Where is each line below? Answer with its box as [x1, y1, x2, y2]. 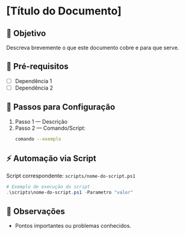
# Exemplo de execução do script [6, 184, 90, 190]
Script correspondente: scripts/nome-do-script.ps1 [6, 172, 136, 180]
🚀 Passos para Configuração [6, 102, 116, 112]
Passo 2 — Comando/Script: [14, 124, 86, 132]
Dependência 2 [14, 84, 53, 91]
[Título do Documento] [6, 4, 122, 18]
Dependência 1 [14, 77, 52, 85]
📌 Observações [6, 206, 65, 216]
